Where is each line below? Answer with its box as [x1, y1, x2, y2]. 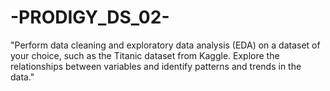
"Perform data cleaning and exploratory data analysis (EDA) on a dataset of [10, 39, 321, 51]
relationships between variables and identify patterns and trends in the [10, 60, 302, 72]
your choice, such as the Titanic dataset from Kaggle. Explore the [10, 49, 280, 61]
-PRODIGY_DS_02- [10, 6, 170, 29]
